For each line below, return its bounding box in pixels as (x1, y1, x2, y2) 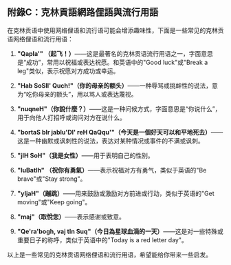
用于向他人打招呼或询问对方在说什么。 (16, 113, 126, 121)
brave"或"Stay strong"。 (16, 175, 87, 183)
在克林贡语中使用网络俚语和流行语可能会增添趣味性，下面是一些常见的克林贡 (7, 26, 224, 35)
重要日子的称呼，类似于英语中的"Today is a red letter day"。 (16, 235, 188, 244)
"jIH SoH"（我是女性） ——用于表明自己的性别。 (16, 151, 154, 159)
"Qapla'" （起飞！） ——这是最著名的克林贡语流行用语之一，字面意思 (16, 49, 213, 57)
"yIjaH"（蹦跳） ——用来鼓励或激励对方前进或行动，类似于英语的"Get (16, 189, 214, 197)
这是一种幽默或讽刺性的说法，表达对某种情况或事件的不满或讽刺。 (16, 137, 204, 145)
